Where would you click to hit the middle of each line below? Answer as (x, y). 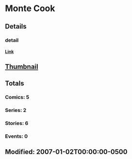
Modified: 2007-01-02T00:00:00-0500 (66, 151)
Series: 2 (16, 110)
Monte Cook (30, 8)
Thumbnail (22, 67)
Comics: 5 (17, 97)
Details (16, 26)
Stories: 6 (17, 123)
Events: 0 (16, 136)
